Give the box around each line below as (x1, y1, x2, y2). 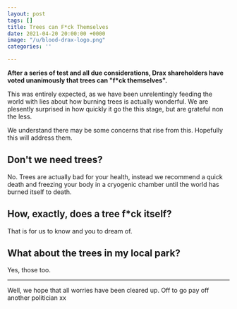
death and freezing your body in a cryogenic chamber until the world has (7, 180, 220, 188)
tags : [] (7, 17, 33, 24)
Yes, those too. (7, 266, 51, 274)
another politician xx (7, 293, 67, 302)
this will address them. (7, 133, 73, 142)
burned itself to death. (7, 188, 72, 196)
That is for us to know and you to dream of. (7, 226, 133, 235)
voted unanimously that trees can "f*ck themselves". (7, 76, 168, 85)
